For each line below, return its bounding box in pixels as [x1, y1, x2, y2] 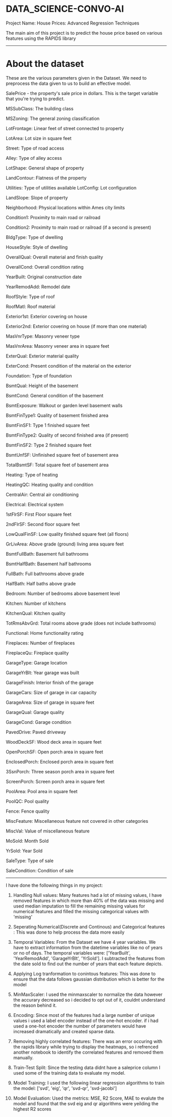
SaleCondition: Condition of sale [6, 867, 73, 873]
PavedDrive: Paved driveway [6, 729, 66, 735]
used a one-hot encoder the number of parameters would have [13, 1023, 146, 1029]
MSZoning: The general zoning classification [6, 115, 100, 122]
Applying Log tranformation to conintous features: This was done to [13, 970, 156, 977]
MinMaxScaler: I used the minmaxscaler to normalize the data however [13, 991, 163, 997]
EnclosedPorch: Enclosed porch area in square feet [6, 758, 114, 765]
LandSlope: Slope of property [6, 195, 68, 201]
